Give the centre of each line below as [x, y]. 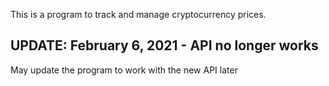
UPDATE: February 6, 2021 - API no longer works [164, 45]
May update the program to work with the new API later [124, 70]
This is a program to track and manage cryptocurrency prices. [138, 14]
